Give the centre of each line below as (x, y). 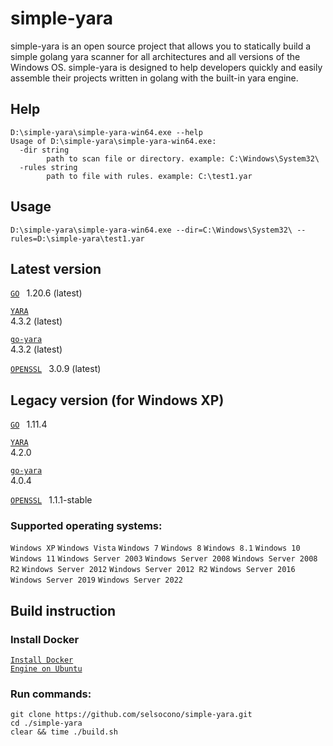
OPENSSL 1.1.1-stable (51, 500)
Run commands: (51, 694)
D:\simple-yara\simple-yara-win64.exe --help (106, 132)
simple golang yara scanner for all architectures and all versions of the (155, 56)
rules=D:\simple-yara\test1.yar (77, 238)
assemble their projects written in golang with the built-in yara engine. (154, 78)
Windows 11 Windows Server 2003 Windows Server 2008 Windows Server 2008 (164, 559)
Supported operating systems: (86, 526)
